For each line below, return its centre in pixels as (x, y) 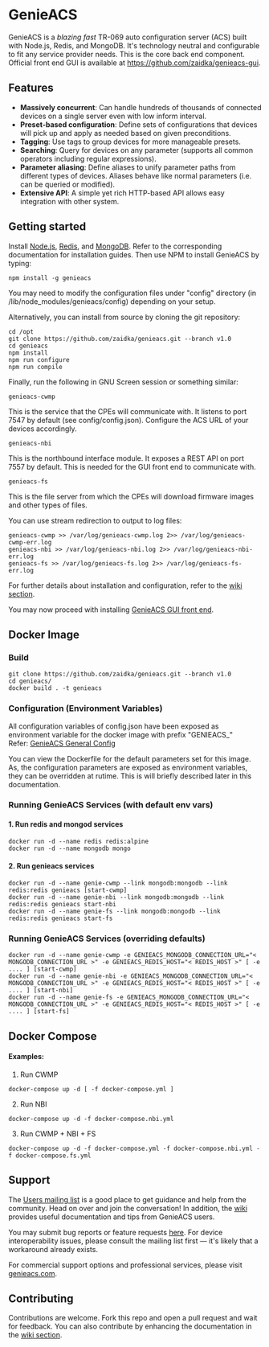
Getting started (47, 227)
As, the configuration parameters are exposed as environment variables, (128, 767)
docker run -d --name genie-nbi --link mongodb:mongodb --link (116, 897)
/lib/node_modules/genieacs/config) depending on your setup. (112, 301)
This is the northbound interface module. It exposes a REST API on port (126, 458)
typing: (20, 263)
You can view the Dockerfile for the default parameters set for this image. (130, 758)
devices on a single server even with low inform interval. (113, 116)
